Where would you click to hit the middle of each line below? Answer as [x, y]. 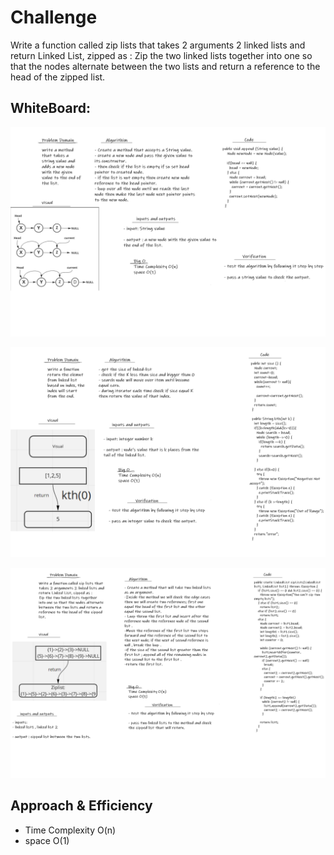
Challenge [54, 17]
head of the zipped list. [58, 77]
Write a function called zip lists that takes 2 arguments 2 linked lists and [158, 45]
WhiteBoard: [51, 108]
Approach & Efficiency [81, 806]
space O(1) [47, 840]
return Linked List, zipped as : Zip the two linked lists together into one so [161, 55]
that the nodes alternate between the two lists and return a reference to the [165, 66]
